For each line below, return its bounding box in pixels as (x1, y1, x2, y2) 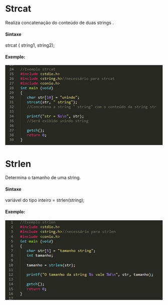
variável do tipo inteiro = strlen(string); (5, 197, 85, 203)
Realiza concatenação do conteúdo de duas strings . (5, 20, 114, 26)
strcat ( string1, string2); (5, 42, 55, 48)
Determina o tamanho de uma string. (5, 175, 81, 181)
